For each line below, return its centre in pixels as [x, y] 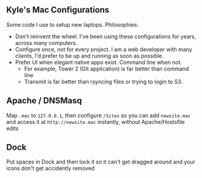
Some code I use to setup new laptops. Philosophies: [72, 24]
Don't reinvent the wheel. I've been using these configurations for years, [106, 36]
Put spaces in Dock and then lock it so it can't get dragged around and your [101, 162]
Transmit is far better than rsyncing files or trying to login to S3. [103, 81]
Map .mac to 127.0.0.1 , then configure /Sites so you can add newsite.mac [99, 115]
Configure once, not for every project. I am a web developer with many [103, 49]
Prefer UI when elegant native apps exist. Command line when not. [98, 62]
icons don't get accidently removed [51, 168]
